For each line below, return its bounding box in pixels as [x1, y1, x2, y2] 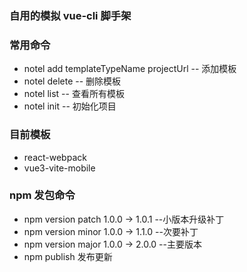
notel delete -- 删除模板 [23, 75, 122, 87]
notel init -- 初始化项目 [23, 100, 117, 112]
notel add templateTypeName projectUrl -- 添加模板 [23, 63, 237, 75]
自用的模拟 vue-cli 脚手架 [9, 8, 132, 22]
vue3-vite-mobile [23, 162, 96, 174]
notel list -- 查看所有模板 [23, 88, 125, 100]
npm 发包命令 [9, 188, 76, 202]
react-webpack [23, 151, 87, 163]
